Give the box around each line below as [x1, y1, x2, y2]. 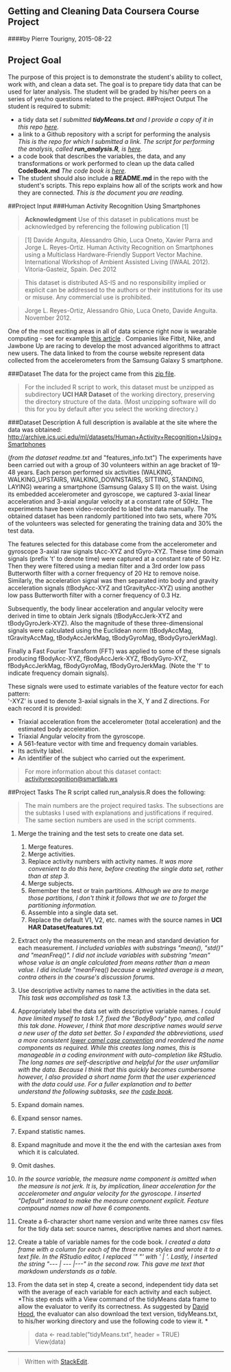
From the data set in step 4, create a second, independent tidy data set [17, 1280, 219, 1289]
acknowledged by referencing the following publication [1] [24, 222, 189, 231]
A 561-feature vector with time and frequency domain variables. [17, 739, 198, 747]
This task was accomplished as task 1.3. [17, 994, 132, 1002]
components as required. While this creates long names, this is [17, 1043, 196, 1051]
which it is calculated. [17, 1148, 80, 1156]
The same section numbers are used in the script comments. [24, 815, 197, 824]
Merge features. [27, 842, 74, 850]
